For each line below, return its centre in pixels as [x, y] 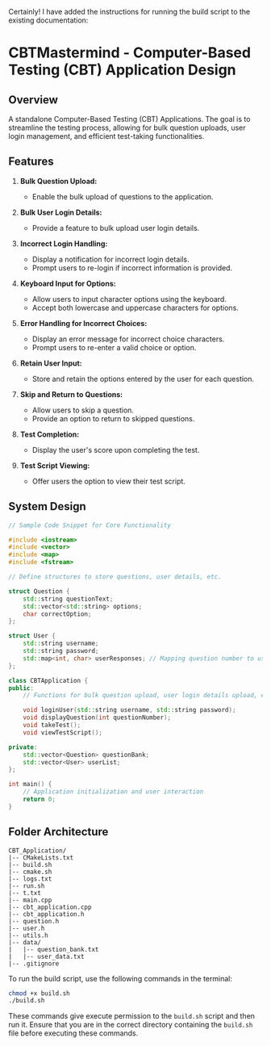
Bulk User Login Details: [61, 212]
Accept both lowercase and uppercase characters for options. [135, 308]
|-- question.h [34, 921]
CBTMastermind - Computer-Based [130, 53]
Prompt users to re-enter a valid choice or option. [114, 347]
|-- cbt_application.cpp [50, 907]
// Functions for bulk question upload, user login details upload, [140, 696]
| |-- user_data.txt [46, 956]
